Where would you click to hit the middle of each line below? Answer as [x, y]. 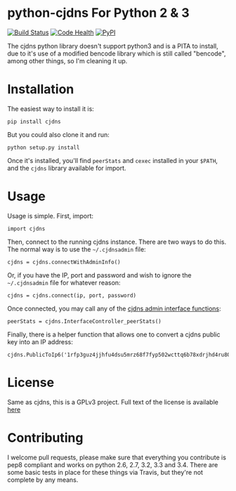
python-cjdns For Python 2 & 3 [98, 13]
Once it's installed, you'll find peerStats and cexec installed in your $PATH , [112, 160]
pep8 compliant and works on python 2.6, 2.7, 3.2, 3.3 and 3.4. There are [113, 464]
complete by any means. [43, 480]
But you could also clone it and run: [59, 134]
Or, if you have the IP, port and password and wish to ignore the [99, 275]
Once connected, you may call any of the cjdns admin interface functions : [114, 308]
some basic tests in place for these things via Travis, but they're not [105, 472]
